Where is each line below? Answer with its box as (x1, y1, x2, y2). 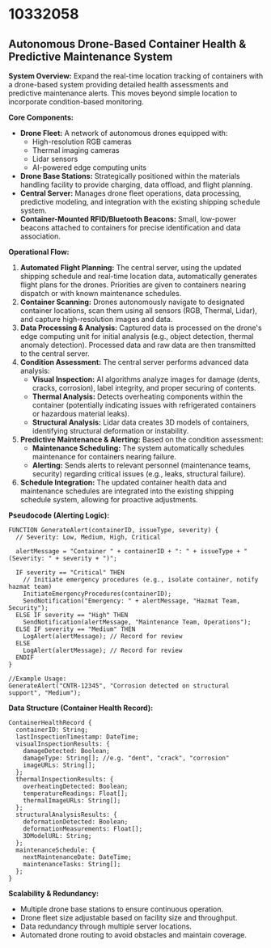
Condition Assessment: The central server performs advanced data (19, 358, 249, 366)
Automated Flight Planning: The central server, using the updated (19, 263, 242, 272)
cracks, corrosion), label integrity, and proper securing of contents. (32, 383, 256, 392)
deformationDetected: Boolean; (23, 818, 129, 826)
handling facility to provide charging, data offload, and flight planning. (19, 180, 253, 189)
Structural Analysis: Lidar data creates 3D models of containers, (32, 417, 249, 427)
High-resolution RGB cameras (32, 137, 132, 146)
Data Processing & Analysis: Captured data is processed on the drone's (19, 323, 262, 332)
